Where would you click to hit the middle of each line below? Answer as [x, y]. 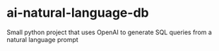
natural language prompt [42, 39]
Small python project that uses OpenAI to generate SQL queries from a [109, 32]
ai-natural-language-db [78, 13]
